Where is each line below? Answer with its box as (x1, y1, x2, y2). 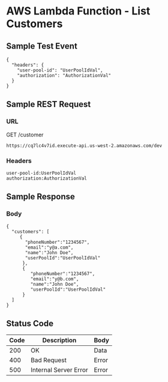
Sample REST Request (6, 99, 91, 109)
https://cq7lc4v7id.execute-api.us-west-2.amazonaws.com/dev (6, 142, 163, 148)
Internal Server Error (31, 366, 88, 374)
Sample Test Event (6, 41, 78, 51)
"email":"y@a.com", (25, 244, 74, 250)
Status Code (6, 318, 54, 329)
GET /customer (6, 131, 44, 138)
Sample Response (6, 192, 75, 202)
